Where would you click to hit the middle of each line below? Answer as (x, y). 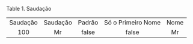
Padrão (88, 22)
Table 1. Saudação (29, 9)
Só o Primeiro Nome (133, 22)
